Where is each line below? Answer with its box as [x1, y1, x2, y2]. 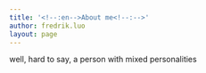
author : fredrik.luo [9, 21, 87, 30]
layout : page [9, 29, 58, 38]
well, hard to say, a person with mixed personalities [9, 54, 198, 65]
